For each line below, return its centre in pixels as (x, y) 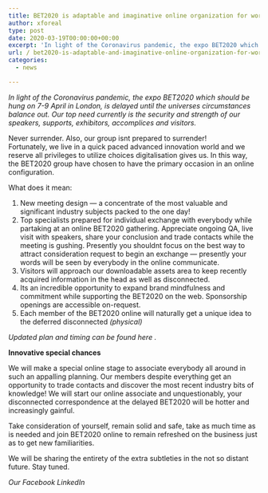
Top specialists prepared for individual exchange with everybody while (136, 219)
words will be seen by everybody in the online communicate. (119, 262)
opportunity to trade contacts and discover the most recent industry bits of (131, 385)
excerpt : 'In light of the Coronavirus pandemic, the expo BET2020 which (134, 45)
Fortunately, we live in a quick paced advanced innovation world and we (127, 146)
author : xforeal (35, 23)
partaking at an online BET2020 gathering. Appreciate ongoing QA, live (136, 228)
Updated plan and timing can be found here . (83, 337)
